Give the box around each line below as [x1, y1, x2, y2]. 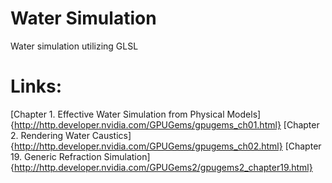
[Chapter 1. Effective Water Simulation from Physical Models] [10, 108, 262, 120]
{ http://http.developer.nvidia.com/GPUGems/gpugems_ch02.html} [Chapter [10, 140, 322, 152]
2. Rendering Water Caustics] [10, 129, 132, 141]
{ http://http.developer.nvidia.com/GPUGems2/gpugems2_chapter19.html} [10, 161, 313, 173]
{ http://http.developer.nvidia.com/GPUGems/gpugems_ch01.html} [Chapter [10, 118, 320, 131]
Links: [10, 75, 63, 98]
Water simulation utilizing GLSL [10, 40, 139, 52]
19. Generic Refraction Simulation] [10, 150, 151, 162]
